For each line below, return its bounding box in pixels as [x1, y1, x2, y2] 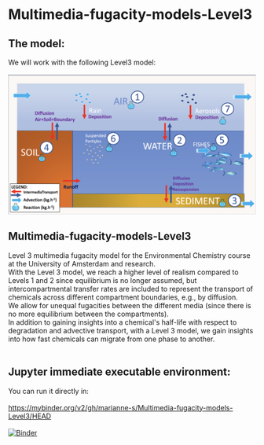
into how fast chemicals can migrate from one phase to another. [8, 334, 215, 344]
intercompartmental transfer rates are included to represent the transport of [8, 284, 254, 293]
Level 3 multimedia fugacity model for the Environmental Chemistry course [8, 250, 251, 260]
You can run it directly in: [8, 386, 89, 395]
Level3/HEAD [8, 411, 52, 421]
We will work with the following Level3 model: [8, 57, 156, 67]
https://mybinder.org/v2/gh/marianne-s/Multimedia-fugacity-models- [8, 403, 233, 412]
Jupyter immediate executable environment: [8, 366, 231, 379]
